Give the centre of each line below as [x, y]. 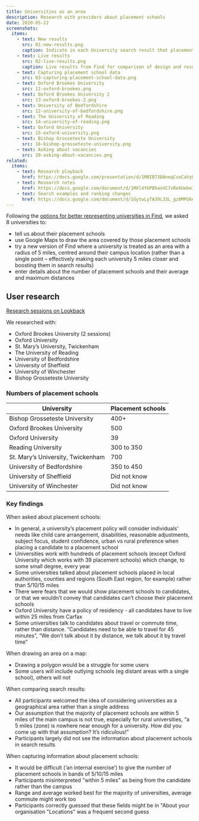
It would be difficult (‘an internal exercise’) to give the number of [93, 767]
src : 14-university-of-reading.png [66, 122]
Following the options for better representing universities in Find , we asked [97, 216]
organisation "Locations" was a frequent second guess [82, 812]
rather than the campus [43, 786]
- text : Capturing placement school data [68, 72]
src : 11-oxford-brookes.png [57, 89]
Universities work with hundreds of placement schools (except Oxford [100, 553]
